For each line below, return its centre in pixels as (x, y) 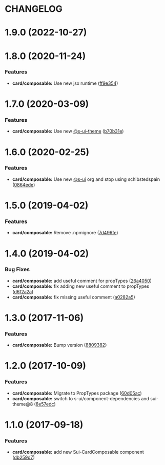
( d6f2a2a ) (23, 291)
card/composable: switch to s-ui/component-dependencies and (81, 398)
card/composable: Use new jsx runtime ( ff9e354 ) (65, 83)
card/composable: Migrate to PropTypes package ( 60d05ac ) (77, 393)
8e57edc (45, 404)
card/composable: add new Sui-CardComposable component (78, 452)
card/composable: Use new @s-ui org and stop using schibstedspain (86, 179)
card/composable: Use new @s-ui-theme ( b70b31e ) (68, 131)
